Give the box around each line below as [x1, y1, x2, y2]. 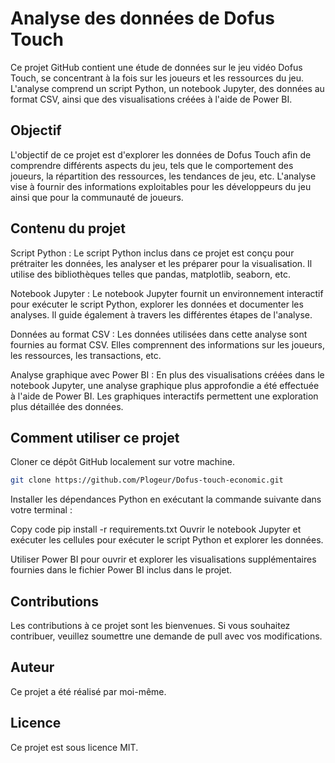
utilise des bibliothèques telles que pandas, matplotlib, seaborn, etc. [10, 268, 291, 280]
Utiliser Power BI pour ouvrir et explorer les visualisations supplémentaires [10, 553, 317, 566]
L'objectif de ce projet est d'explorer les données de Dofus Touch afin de [10, 148, 312, 161]
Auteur [10, 659, 55, 676]
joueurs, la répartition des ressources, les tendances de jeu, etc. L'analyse [10, 170, 317, 182]
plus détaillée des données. [10, 400, 124, 412]
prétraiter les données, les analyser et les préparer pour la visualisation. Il [10, 257, 313, 269]
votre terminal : [10, 504, 73, 516]
